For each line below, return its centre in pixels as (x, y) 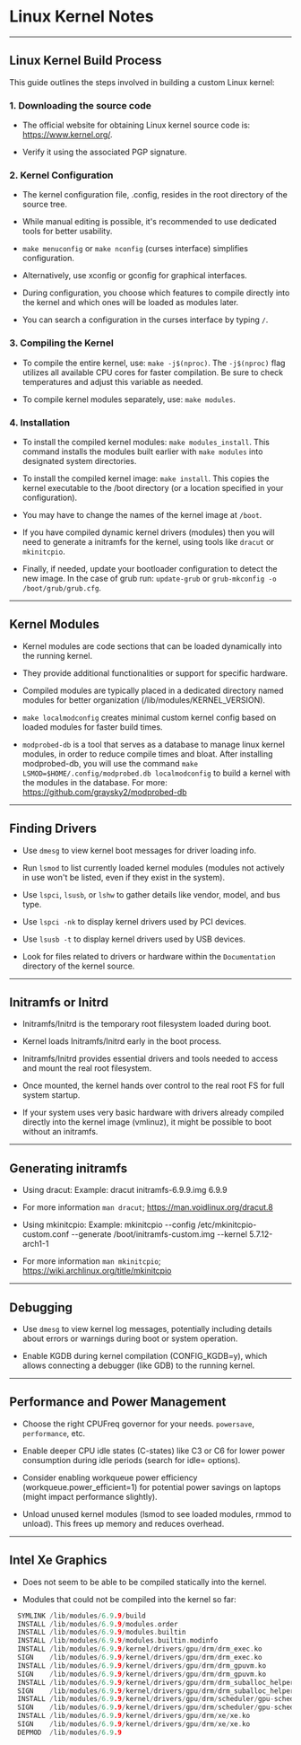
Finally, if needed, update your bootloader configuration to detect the (150, 568)
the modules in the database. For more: (95, 782)
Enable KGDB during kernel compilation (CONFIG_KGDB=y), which (145, 1356)
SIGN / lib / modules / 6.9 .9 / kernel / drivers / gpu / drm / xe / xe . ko (134, 1724)
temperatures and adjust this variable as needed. (112, 381)
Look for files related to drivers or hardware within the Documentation (149, 956)
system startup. (51, 1095)
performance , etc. (54, 1433)
